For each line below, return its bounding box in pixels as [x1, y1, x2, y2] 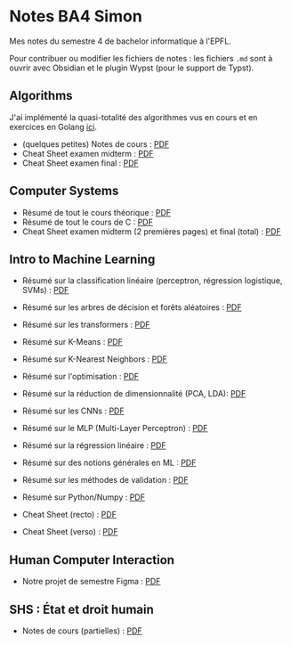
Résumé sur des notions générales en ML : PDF [21, 457, 197, 469]
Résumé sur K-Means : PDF [21, 337, 123, 347]
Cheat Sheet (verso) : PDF [21, 527, 118, 537]
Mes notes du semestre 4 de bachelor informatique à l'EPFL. [9, 36, 231, 46]
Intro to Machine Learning [9, 251, 156, 266]
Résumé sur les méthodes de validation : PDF [21, 475, 189, 486]
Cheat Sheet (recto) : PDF [21, 510, 117, 520]
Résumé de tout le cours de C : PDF [21, 216, 153, 227]
